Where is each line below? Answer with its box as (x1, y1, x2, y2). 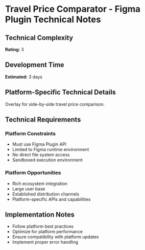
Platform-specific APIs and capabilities (12, 196, 91, 202)
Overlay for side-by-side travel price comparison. (5, 101, 105, 107)
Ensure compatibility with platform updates (12, 234, 99, 240)
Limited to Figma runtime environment (12, 147, 89, 153)
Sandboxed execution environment (12, 157, 83, 163)
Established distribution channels (12, 191, 79, 197)
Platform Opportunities (5, 169, 61, 176)
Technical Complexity (5, 33, 73, 42)
